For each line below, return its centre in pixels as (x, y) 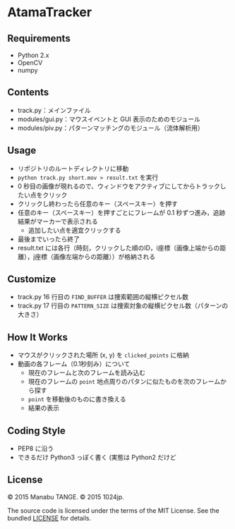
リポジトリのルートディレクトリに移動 (73, 168)
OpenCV (30, 63)
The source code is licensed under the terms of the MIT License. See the (114, 510)
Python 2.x (33, 55)
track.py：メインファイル (54, 110)
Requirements (39, 38)
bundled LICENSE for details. (49, 518)
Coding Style (36, 431)
